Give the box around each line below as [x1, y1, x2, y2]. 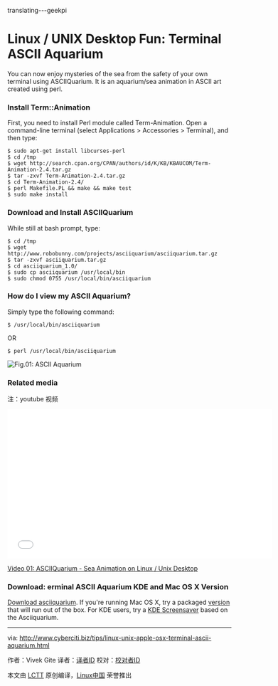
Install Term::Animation [7, 102, 91, 112]
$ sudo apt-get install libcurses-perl [7, 147, 126, 155]
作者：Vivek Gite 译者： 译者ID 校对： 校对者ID [7, 656, 141, 665]
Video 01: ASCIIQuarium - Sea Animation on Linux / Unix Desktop [7, 564, 198, 573]
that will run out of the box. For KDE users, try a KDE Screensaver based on [7, 606, 228, 614]
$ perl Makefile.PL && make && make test [7, 185, 132, 192]
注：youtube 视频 [7, 395, 58, 403]
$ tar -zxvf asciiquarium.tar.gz [7, 256, 107, 263]
